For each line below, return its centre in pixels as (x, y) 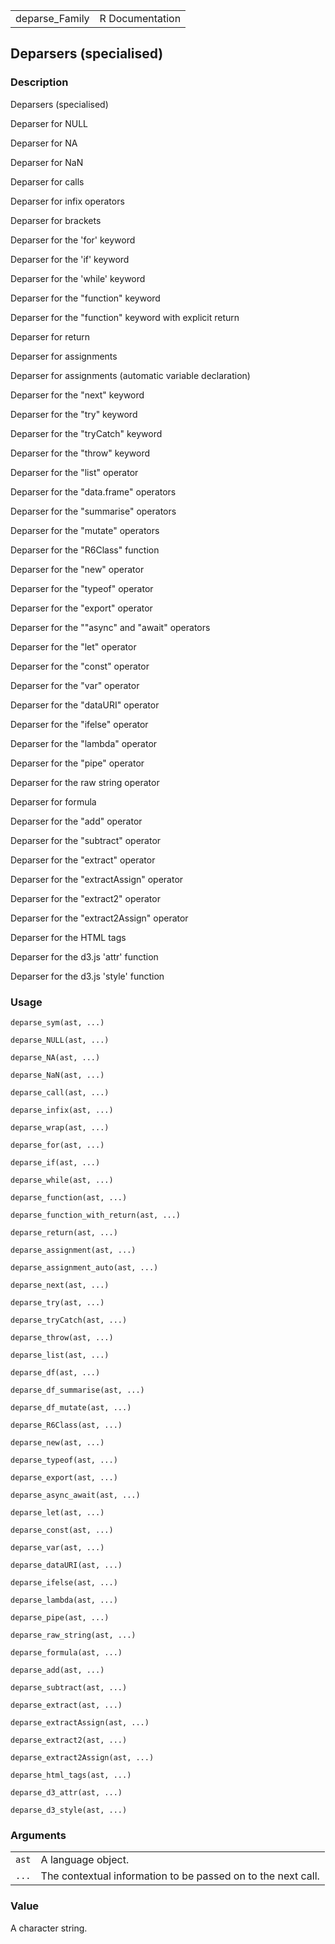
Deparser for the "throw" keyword (80, 453)
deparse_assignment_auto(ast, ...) (84, 1267)
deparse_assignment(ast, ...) (73, 1250)
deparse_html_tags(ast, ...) (71, 1775)
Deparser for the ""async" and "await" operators (110, 627)
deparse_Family (52, 18)
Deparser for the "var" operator (75, 685)
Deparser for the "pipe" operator (77, 763)
